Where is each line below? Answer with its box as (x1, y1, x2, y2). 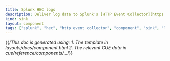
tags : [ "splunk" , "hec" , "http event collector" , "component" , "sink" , (5, 26, 159, 31)
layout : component (5, 21, 44, 26)
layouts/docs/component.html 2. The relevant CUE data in (5, 45, 127, 51)
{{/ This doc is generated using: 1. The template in (5, 39, 108, 45)
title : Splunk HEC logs (5, 7, 56, 12)
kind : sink (5, 16, 28, 21)
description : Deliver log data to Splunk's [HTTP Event (5, 12, 125, 17)
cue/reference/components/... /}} (5, 50, 73, 56)
